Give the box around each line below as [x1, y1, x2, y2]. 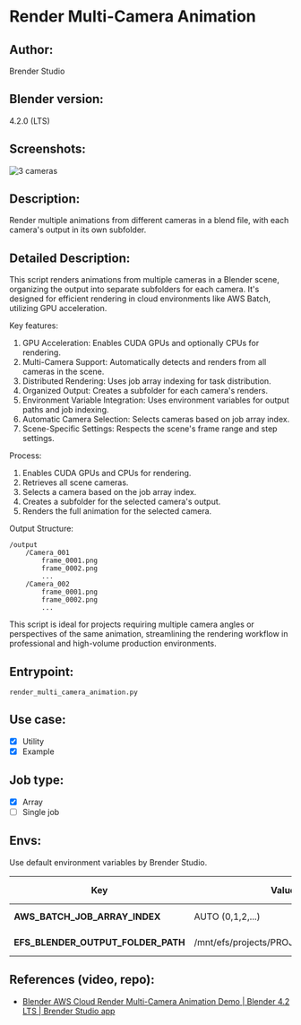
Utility [21, 735, 45, 746]
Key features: [9, 320, 58, 331]
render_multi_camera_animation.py [9, 688, 139, 697]
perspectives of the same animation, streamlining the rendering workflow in [9, 629, 288, 639]
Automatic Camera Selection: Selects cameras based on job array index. [21, 414, 290, 425]
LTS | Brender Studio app [21, 1005, 116, 1016]
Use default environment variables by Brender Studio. [9, 856, 208, 867]
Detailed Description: [9, 250, 131, 265]
